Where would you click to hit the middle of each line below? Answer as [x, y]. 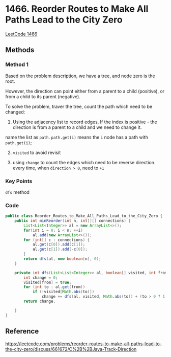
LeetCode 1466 [21, 34]
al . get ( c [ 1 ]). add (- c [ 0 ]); [60, 249]
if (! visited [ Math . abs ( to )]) [63, 292]
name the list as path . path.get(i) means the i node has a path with [77, 137]
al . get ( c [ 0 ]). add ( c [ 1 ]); [59, 244]
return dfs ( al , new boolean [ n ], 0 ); [62, 259]
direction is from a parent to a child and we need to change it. [77, 127]
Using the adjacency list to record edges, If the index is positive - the [85, 122]
